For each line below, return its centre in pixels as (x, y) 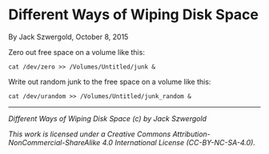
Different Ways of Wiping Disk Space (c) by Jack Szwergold (107, 118)
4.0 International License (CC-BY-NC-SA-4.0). (179, 142)
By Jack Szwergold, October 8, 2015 (68, 37)
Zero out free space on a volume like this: (77, 52)
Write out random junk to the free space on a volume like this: (110, 81)
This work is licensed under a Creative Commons (90, 134)
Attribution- (191, 134)
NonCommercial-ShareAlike (54, 142)
